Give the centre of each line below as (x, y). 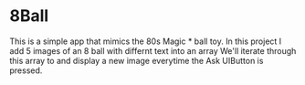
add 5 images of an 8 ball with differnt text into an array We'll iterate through (153, 50)
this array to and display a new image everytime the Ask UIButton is (137, 60)
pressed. (26, 70)
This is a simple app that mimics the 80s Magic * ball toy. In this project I (146, 41)
